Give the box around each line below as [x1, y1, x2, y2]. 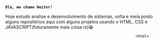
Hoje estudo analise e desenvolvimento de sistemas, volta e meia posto [5, 13, 153, 19]
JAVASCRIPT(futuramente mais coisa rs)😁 [5, 24, 94, 30]
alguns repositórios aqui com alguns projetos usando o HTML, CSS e [5, 19, 148, 24]
